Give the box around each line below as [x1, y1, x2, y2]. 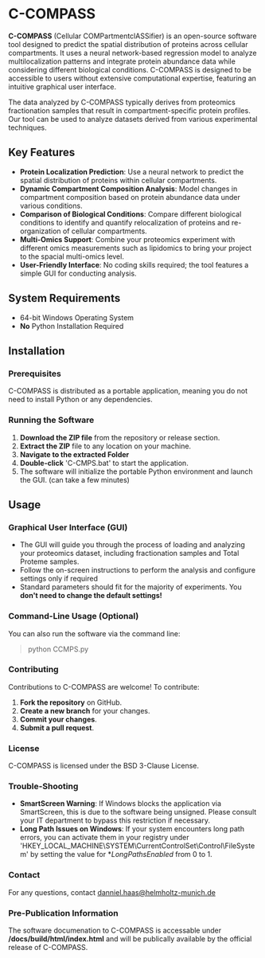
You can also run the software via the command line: [8, 628, 181, 638]
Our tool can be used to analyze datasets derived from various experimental [8, 114, 258, 123]
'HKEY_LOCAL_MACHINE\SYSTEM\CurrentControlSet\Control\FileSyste [19, 841, 255, 850]
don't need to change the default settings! [19, 591, 163, 600]
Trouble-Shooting [8, 781, 79, 792]
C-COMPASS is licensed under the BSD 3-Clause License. [8, 761, 199, 771]
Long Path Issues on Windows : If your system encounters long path [19, 824, 245, 834]
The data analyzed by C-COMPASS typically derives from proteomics [8, 97, 236, 107]
